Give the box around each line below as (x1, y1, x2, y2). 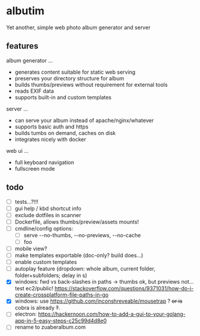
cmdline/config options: (14, 225, 73, 232)
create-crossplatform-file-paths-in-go (14, 291, 109, 299)
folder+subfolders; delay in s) (14, 272, 87, 279)
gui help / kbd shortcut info (14, 205, 82, 212)
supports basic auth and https (14, 123, 89, 130)
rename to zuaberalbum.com (14, 324, 86, 331)
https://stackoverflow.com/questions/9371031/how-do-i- (54, 285, 194, 292)
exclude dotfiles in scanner (14, 211, 82, 218)
